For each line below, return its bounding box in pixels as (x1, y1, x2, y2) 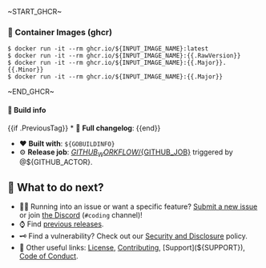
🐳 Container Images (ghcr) (7, 26, 113, 38)
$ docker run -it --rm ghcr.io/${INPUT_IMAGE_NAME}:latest (7, 45, 209, 53)
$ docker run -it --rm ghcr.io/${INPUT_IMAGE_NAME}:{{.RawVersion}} (7, 52, 241, 60)
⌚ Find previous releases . (18, 219, 104, 229)
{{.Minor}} (7, 66, 44, 74)
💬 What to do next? (7, 180, 104, 194)
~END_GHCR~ (7, 87, 54, 97)
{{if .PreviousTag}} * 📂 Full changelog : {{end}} (7, 123, 161, 133)
